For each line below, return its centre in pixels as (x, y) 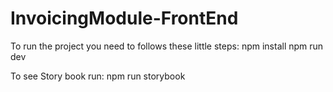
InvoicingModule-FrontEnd (124, 18)
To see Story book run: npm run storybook (98, 76)
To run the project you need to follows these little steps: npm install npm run (167, 46)
